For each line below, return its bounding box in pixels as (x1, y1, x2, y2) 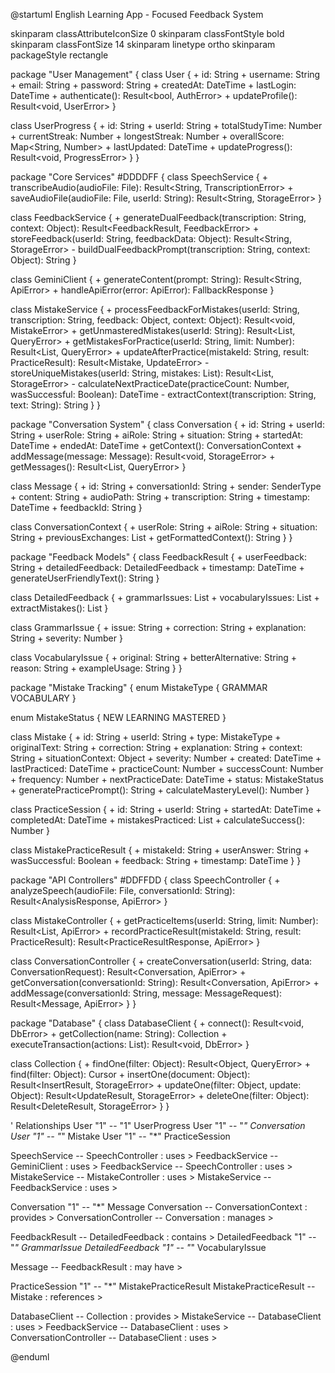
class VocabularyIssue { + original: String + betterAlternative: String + (10, 652, 298, 663)
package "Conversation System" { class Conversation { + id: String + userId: (10, 419, 325, 430)
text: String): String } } (10, 399, 102, 411)
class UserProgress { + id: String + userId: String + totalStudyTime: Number (10, 120, 323, 131)
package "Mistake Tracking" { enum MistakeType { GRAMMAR (10, 682, 268, 693)
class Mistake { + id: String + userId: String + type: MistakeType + (10, 731, 282, 743)
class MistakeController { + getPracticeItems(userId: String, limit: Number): (10, 915, 319, 926)
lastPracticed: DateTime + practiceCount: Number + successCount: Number (10, 763, 324, 774)
